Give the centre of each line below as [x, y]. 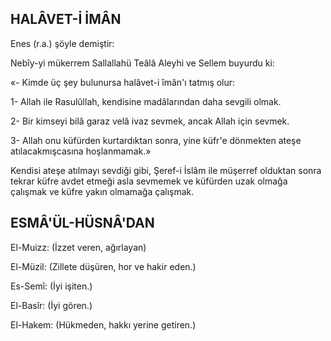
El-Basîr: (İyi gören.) [51, 305]
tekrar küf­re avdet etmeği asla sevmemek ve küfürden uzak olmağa [149, 181]
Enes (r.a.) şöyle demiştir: [62, 43]
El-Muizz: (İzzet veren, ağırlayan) [78, 247]
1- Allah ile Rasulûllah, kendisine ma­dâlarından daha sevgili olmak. [146, 101]
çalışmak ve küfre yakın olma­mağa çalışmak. [102, 191]
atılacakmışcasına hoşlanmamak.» [81, 151]
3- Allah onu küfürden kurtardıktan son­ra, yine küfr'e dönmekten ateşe [156, 140]
